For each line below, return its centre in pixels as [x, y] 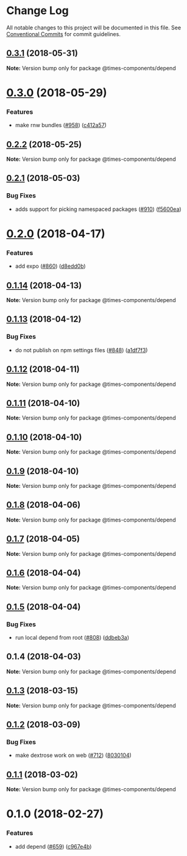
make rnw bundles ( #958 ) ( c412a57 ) [61, 125]
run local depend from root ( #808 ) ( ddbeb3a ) [72, 638]
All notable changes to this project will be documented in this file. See [94, 28]
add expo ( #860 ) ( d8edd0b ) [51, 266]
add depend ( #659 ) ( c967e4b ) [53, 846]
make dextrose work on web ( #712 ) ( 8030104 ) [73, 755]
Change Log [37, 11]
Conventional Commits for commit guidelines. [63, 34]
